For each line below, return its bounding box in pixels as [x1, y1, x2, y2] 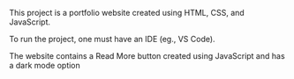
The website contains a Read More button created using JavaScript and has [9, 51, 285, 61]
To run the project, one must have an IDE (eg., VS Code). [9, 34, 215, 44]
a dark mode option [9, 61, 81, 70]
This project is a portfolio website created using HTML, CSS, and [9, 8, 245, 18]
